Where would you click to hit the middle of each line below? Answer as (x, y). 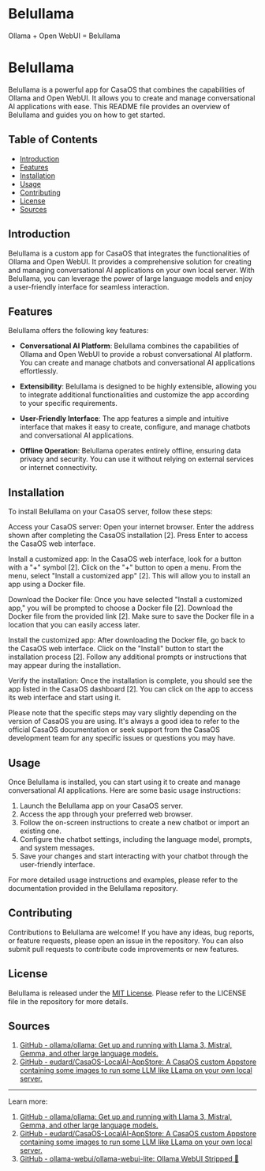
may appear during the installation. (65, 665)
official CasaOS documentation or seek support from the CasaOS (114, 730)
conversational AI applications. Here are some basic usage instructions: (125, 790)
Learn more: (28, 1101)
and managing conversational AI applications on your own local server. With (131, 270)
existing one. (40, 831)
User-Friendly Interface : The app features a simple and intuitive (124, 419)
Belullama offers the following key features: (78, 331)
